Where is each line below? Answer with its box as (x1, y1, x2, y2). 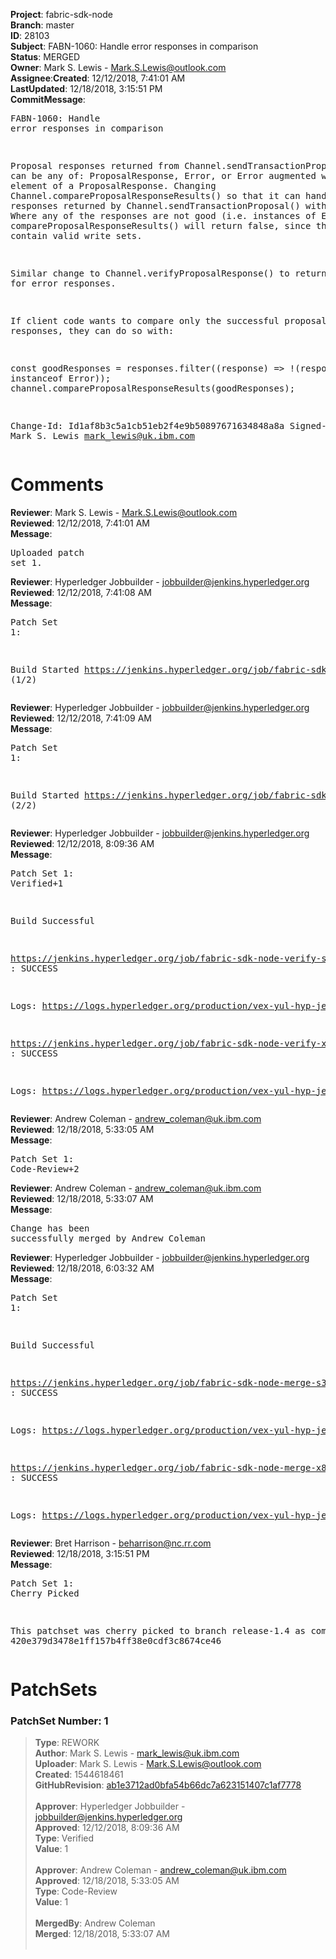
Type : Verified (34, 1832, 95, 1844)
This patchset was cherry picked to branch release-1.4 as (10, 1625, 307, 1636)
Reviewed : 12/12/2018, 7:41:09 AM (10, 712, 152, 724)
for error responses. (10, 278, 117, 289)
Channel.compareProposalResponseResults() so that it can (10, 190, 301, 201)
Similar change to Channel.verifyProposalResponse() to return (10, 268, 327, 279)
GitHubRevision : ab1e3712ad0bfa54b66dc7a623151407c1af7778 (34, 1779, 302, 1791)
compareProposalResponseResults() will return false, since (10, 220, 312, 231)
